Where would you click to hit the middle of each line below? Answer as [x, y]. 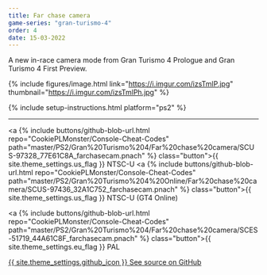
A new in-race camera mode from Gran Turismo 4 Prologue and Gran [122, 60]
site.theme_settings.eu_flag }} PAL [64, 247]
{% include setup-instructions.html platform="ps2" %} [97, 108]
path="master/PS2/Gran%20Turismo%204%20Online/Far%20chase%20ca [133, 181]
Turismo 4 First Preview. [48, 69]
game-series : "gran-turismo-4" [60, 23]
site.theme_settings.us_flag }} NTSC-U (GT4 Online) [93, 198]
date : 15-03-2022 [37, 38]
